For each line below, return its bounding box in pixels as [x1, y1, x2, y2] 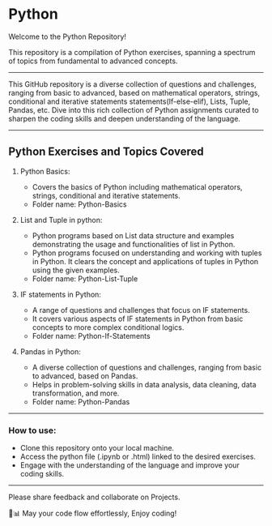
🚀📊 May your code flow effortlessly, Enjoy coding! [8, 508, 177, 519]
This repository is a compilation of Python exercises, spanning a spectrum [8, 47, 256, 57]
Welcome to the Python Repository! [8, 32, 127, 41]
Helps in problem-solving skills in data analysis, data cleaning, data [32, 379, 257, 389]
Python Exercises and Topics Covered [8, 145, 204, 159]
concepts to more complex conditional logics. [32, 322, 185, 332]
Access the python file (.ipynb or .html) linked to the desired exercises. [19, 451, 257, 462]
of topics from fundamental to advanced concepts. [8, 56, 178, 66]
